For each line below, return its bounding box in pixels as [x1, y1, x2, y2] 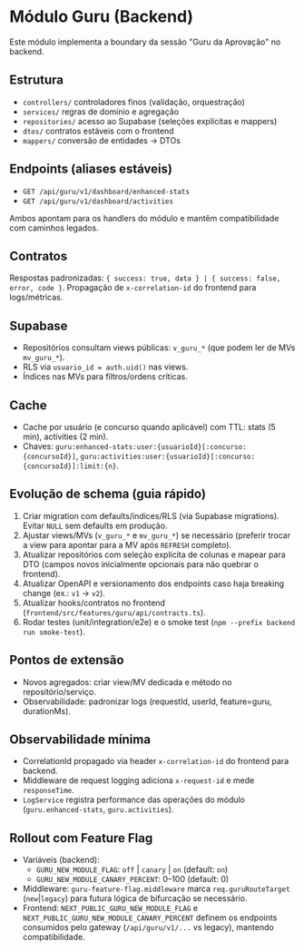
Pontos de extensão [9, 652, 124, 668]
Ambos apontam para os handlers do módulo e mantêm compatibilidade [9, 212, 279, 223]
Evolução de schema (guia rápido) [9, 486, 207, 502]
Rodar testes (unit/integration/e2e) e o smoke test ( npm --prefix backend [22, 616, 296, 627]
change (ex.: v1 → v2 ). [22, 587, 106, 598]
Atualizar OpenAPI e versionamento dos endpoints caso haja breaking [22, 578, 284, 589]
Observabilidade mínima [9, 732, 152, 748]
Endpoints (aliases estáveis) [9, 162, 172, 177]
